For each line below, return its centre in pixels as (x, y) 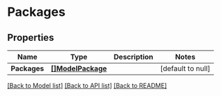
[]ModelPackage (79, 68)
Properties (31, 38)
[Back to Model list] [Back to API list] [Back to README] (87, 86)
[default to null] (185, 68)
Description (134, 57)
